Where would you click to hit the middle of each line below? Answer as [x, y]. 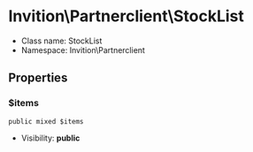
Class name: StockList [61, 41]
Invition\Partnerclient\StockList [126, 16]
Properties [38, 78]
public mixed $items [46, 121]
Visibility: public [50, 138]
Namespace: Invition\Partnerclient [83, 49]
